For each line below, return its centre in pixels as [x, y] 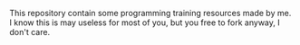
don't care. [30, 32]
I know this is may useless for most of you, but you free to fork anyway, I [145, 22]
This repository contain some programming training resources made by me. [150, 13]
